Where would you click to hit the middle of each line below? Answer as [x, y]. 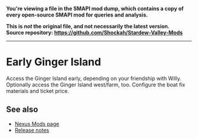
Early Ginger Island [54, 62]
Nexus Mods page [37, 124]
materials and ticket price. [38, 90]
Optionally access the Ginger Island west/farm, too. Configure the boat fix [96, 85]
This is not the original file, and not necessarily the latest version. [88, 26]
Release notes [32, 130]
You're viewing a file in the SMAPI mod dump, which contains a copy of [95, 9]
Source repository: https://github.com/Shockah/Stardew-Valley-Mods [95, 33]
